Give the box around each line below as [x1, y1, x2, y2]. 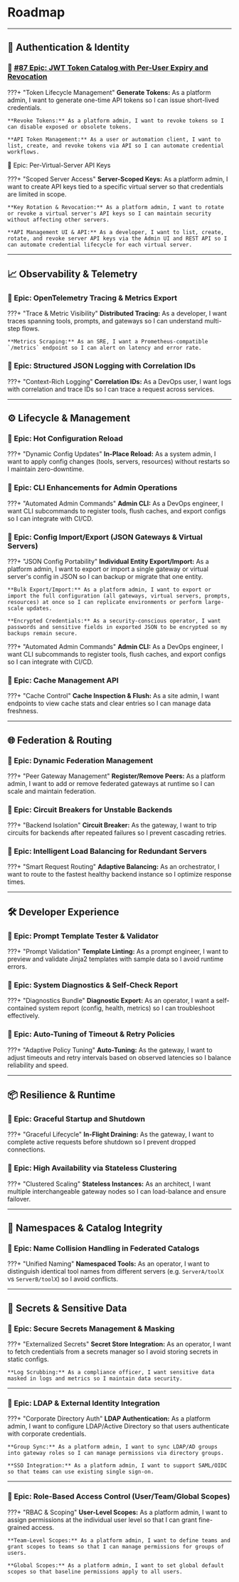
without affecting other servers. [7, 216, 110, 223]
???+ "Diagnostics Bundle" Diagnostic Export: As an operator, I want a [7, 997, 215, 1005]
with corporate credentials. [7, 1429, 87, 1439]
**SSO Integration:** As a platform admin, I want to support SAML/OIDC [7, 1462, 228, 1469]
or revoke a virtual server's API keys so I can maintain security [7, 210, 212, 217]
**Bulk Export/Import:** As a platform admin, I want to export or [7, 586, 212, 593]
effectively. [7, 1012, 41, 1020]
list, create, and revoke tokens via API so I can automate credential [7, 142, 224, 149]
